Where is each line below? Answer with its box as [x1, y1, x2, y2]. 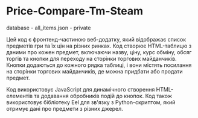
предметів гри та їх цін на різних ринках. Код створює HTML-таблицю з [6, 42, 192, 49]
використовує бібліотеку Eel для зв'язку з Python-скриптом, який [6, 98, 176, 106]
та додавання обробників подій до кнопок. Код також [34, 92, 173, 99]
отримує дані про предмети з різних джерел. [6, 105, 124, 112]
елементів [6, 92, 33, 99]
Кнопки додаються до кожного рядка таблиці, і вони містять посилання [6, 61, 192, 69]
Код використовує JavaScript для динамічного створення [6, 85, 155, 93]
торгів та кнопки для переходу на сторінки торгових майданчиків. [6, 55, 177, 62]
